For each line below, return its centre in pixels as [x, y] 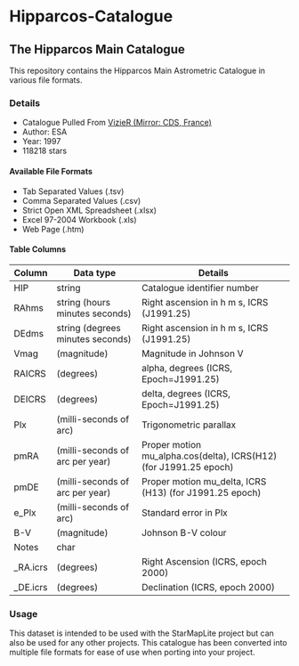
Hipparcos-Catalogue [91, 16]
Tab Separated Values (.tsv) [73, 191]
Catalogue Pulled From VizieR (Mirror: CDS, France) [117, 123]
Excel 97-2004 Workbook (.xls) [79, 219]
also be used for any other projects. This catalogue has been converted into [148, 642]
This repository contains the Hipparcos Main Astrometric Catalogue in [137, 70]
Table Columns [38, 249]
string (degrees [89, 328]
